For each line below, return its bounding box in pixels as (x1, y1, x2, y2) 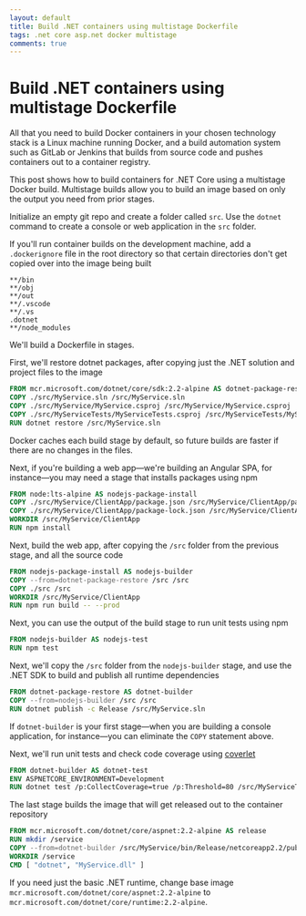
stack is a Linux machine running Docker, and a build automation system (9, 138, 281, 149)
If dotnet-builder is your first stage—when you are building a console (9, 721, 271, 732)
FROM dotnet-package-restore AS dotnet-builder (9, 687, 194, 697)
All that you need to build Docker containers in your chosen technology (9, 128, 276, 139)
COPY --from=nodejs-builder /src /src (9, 695, 157, 705)
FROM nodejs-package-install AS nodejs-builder (9, 567, 194, 576)
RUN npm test (9, 643, 59, 653)
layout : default (9, 13, 71, 23)
